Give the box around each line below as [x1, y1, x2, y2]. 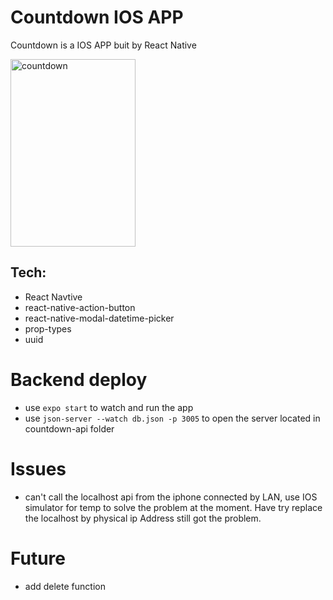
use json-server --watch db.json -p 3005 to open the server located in [24, 412, 321, 424]
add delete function [24, 580, 106, 592]
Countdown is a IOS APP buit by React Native [10, 39, 197, 51]
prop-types [24, 322, 72, 335]
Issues [10, 457, 67, 480]
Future [10, 547, 67, 570]
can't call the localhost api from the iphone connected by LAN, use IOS [24, 491, 318, 503]
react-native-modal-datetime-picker [24, 312, 175, 324]
